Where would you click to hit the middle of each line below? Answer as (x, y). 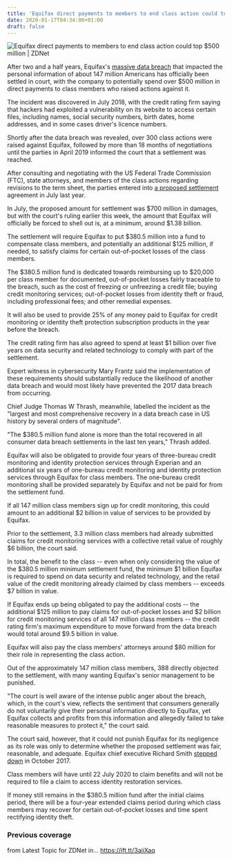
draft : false (26, 26)
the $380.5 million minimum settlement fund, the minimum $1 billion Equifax (115, 569)
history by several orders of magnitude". (65, 421)
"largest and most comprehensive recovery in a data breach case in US (109, 414)
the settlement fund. (36, 492)
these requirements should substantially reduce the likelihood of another (110, 378)
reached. (20, 160)
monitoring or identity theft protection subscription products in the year (108, 322)
